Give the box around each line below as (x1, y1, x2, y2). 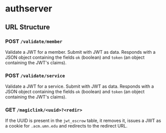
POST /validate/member (5, 38, 62, 45)
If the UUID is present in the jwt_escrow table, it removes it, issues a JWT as (5, 118, 161, 124)
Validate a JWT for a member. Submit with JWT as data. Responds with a (5, 49, 156, 55)
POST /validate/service (5, 72, 65, 79)
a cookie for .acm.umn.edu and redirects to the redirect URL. (5, 123, 127, 129)
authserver (5, 3, 52, 14)
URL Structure (5, 23, 50, 31)
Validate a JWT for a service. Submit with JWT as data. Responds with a (5, 83, 154, 90)
